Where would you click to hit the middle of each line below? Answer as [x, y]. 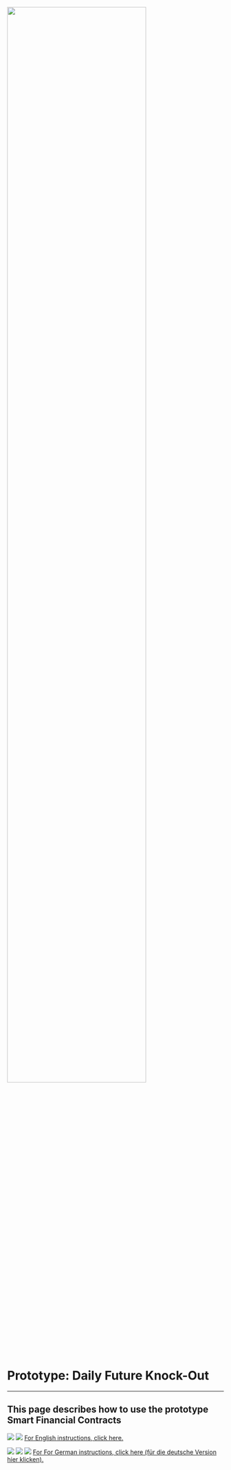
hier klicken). [25, 1459]
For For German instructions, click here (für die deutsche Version [124, 1452]
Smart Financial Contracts [64, 1420]
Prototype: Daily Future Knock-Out [108, 1376]
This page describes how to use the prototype [108, 1410]
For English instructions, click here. [74, 1438]
